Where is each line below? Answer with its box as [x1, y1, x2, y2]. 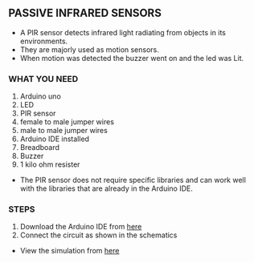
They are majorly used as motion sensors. [19, 44, 159, 55]
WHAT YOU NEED [8, 73, 79, 84]
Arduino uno [19, 91, 62, 101]
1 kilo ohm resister [19, 160, 80, 169]
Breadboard [19, 143, 60, 152]
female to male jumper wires [19, 117, 115, 127]
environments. [19, 36, 68, 46]
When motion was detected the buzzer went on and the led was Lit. [19, 53, 244, 63]
